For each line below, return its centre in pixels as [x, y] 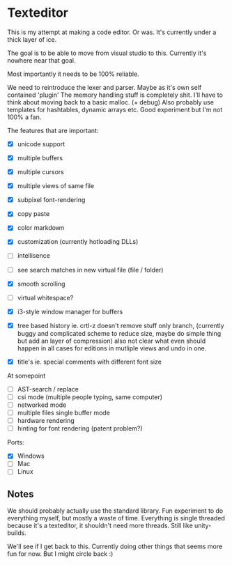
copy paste [33, 214]
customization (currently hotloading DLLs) [78, 242]
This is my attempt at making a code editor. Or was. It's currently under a [112, 32]
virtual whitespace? [45, 297]
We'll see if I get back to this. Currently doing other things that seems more [115, 547]
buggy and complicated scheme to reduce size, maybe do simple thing [119, 333]
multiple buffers [40, 158]
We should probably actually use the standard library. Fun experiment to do [115, 511]
